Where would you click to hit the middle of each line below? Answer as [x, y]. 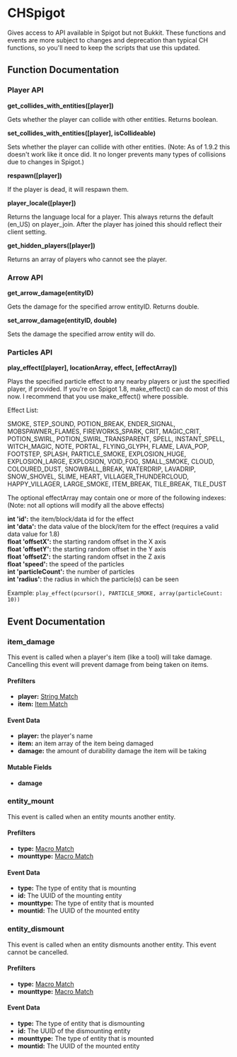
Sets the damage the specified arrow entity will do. [81, 333]
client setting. [27, 232]
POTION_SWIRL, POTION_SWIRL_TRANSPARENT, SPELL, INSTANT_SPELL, [116, 439]
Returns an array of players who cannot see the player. [87, 259]
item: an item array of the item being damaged [86, 743]
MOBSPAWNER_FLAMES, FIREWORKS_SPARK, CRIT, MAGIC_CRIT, [104, 432]
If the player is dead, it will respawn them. [68, 189]
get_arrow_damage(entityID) [51, 292]
